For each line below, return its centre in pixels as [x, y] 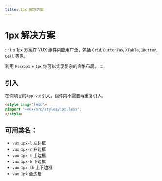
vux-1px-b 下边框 [29, 161]
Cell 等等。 [17, 56]
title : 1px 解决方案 [24, 10]
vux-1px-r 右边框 [29, 149]
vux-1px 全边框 [27, 173]
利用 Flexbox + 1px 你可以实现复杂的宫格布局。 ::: [54, 66]
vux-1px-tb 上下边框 [32, 167]
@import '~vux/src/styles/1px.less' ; [43, 110]
